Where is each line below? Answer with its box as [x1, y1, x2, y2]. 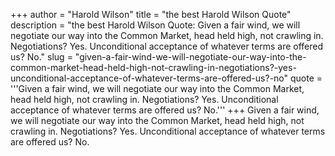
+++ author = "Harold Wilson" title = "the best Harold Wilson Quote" [10, 9, 292, 20]
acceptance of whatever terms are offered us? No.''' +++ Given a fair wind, [10, 104, 320, 116]
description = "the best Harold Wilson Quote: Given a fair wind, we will [10, 19, 301, 31]
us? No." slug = [10, 51, 73, 63]
